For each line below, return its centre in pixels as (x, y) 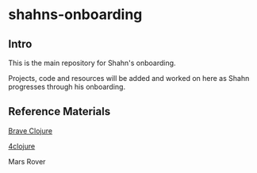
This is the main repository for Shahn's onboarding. (92, 63)
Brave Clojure (31, 131)
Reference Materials (59, 111)
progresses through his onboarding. (67, 86)
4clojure (22, 146)
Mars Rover (27, 161)
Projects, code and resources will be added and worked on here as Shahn (129, 78)
